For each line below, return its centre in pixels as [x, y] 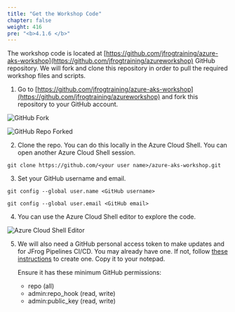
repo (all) [41, 286]
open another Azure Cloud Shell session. [76, 152]
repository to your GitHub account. [68, 104]
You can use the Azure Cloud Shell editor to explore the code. [107, 217]
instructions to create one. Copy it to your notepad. [91, 259]
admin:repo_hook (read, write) [72, 294]
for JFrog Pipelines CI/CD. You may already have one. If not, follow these [122, 252]
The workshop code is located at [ [57, 53]
